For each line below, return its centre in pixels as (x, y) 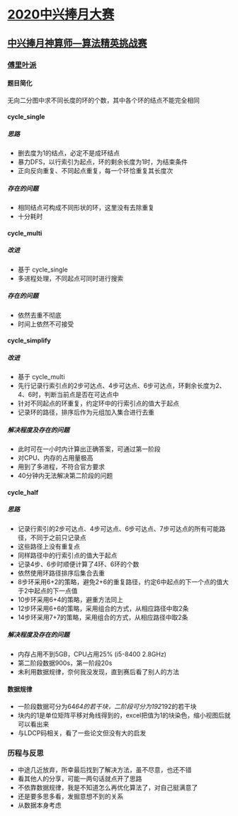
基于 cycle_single (43, 269)
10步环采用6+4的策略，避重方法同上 (70, 599)
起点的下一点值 (56, 591)
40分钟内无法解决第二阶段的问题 (65, 476)
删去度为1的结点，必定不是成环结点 (69, 153)
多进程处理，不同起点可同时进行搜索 (70, 278)
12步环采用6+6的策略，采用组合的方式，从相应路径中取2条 (103, 608)
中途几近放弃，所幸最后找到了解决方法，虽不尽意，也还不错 (104, 770)
